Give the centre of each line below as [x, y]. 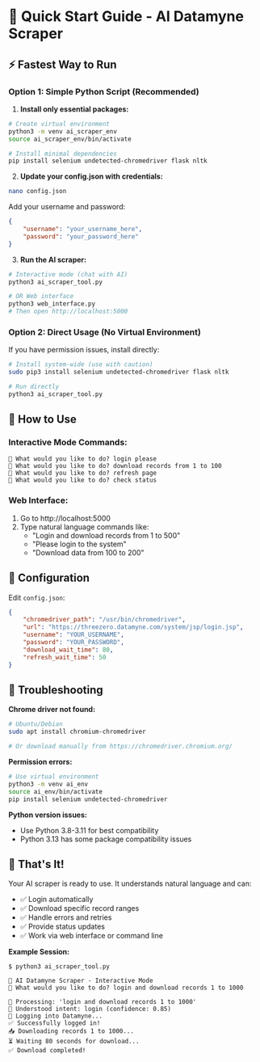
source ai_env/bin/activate [56, 791]
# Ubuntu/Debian [36, 724]
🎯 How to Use [42, 419]
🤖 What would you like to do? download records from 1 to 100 [115, 466]
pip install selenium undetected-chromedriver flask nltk [108, 161]
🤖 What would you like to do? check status [83, 480]
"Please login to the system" [79, 544]
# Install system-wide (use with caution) [81, 365]
